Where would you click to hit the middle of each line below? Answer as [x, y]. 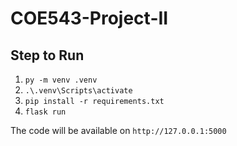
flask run [45, 112]
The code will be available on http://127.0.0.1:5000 [118, 130]
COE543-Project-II [89, 18]
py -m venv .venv [61, 80]
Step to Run [47, 55]
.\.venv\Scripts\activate [78, 91]
